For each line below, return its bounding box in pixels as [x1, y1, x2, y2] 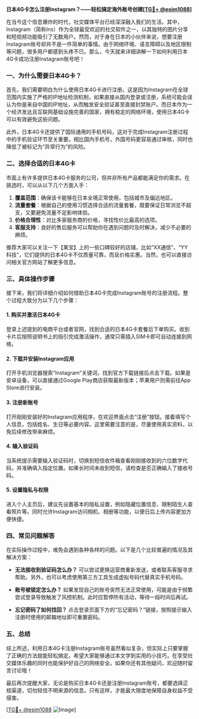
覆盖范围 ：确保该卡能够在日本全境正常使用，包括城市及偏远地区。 [14, 194, 176, 201]
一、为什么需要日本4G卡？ [6, 71, 82, 79]
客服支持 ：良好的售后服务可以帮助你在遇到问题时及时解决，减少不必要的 [14, 223, 191, 230]
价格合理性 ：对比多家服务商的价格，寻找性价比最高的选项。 [14, 216, 161, 223]
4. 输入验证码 [6, 442, 38, 450]
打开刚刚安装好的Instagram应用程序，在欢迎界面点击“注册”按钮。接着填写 [6, 413, 186, 420]
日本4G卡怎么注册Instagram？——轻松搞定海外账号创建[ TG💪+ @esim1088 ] [6, 6, 192, 12]
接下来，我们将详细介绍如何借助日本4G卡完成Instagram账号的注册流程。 [6, 289, 184, 296]
